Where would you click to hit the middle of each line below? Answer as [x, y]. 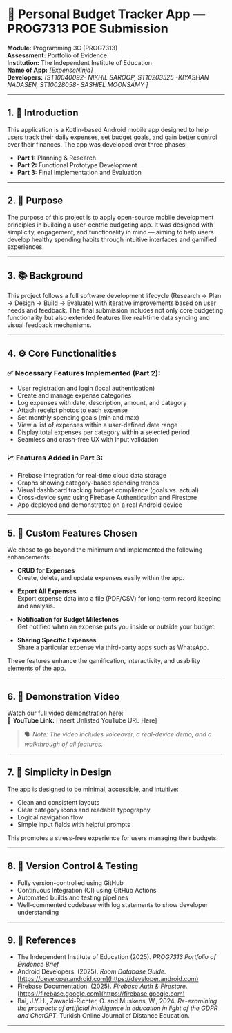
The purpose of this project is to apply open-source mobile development [110, 217]
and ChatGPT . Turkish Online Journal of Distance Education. [103, 1016]
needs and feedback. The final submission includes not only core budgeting [115, 310]
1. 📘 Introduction [43, 113]
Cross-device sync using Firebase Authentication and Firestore [107, 498]
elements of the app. [37, 668]
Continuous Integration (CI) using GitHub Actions [87, 890]
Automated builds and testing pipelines [73, 897]
